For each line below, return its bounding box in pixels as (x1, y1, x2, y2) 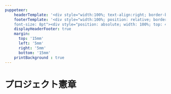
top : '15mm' (18, 36, 44, 41)
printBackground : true (14, 55, 65, 60)
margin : (14, 31, 30, 36)
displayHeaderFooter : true (14, 27, 71, 32)
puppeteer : (5, 7, 28, 13)
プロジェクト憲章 (5, 79, 77, 90)
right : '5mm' (18, 45, 46, 51)
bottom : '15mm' (18, 50, 51, 55)
